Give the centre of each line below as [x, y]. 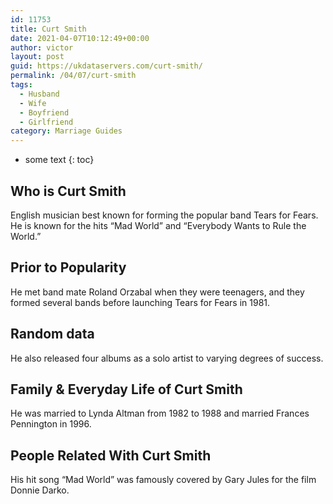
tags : [21, 85]
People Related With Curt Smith [111, 455]
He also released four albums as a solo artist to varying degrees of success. [167, 358]
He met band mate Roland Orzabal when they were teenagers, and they [157, 292]
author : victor [42, 47]
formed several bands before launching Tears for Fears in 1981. [140, 302]
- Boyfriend [44, 112]
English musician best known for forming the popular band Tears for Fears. [164, 215]
